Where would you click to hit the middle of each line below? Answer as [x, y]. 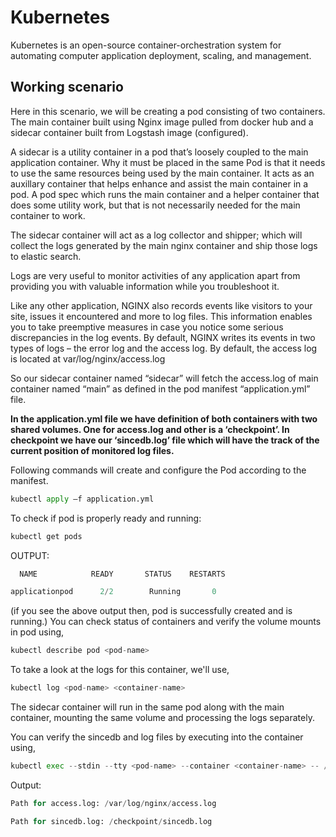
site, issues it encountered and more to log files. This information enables [161, 316]
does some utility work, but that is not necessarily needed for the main [155, 205]
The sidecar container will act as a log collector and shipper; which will [156, 235]
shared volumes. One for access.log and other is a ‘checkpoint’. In [150, 429]
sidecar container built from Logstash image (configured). [129, 132]
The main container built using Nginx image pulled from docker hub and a [162, 122]
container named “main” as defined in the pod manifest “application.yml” [160, 388]
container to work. [48, 215]
